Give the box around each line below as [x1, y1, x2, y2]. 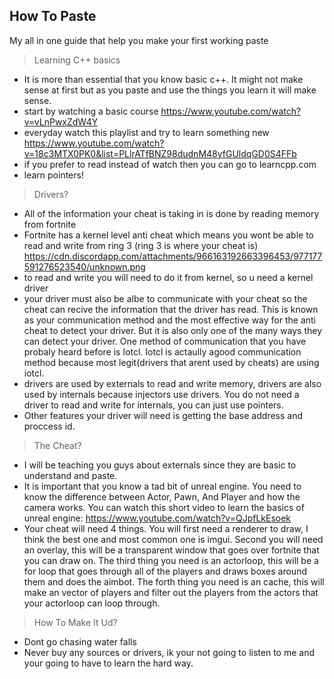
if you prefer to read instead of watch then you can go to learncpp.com [23, 158, 317, 170]
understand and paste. [23, 469, 118, 481]
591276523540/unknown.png [23, 260, 146, 273]
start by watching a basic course [23, 105, 159, 117]
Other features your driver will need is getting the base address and [23, 409, 303, 421]
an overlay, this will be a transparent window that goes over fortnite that [23, 544, 320, 556]
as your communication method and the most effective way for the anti [23, 314, 316, 326]
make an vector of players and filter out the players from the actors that [23, 586, 319, 598]
